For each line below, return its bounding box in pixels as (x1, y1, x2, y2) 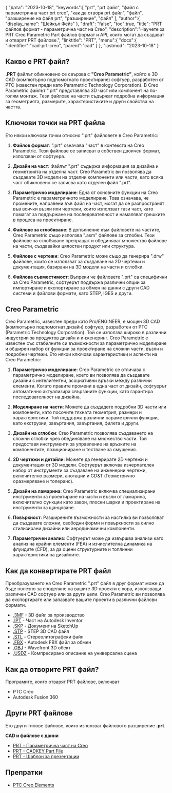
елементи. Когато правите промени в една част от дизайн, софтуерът (12, 383, 167, 389)
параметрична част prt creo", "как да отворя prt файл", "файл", (5, 10, 143, 16)
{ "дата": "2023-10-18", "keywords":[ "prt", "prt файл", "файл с (5, 5, 139, 10)
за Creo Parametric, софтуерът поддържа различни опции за (12, 279, 146, 285)
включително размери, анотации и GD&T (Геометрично (12, 473, 135, 479)
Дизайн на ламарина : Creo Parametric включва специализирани (12, 488, 156, 494)
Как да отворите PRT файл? (5, 665, 99, 674)
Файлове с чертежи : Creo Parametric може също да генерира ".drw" (12, 253, 164, 259)
